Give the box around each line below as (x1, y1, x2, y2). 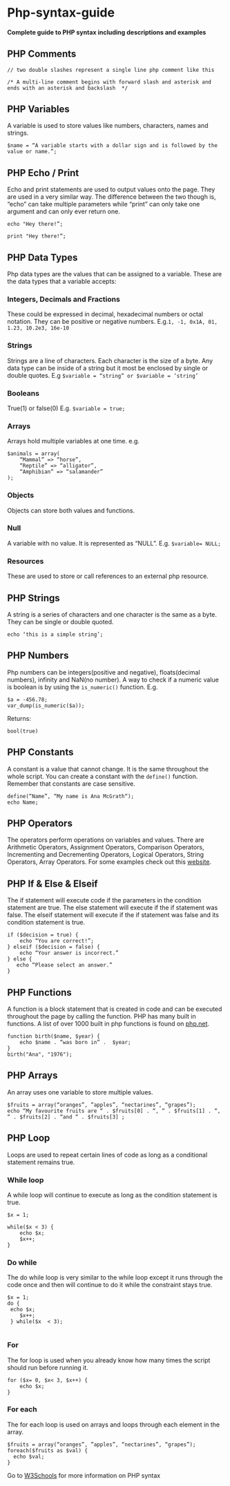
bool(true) (7, 727, 39, 735)
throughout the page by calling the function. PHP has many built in (7, 1012, 196, 1020)
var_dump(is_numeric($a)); (7, 702, 85, 709)
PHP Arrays (7, 1070, 58, 1081)
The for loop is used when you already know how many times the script (7, 1355, 211, 1364)
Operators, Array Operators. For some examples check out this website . (7, 858, 212, 866)
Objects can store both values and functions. (7, 506, 135, 514)
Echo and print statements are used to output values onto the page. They (7, 185, 215, 194)
